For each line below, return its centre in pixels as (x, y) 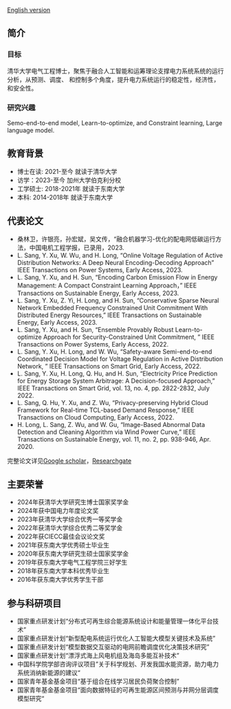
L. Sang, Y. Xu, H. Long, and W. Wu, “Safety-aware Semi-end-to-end (114, 351)
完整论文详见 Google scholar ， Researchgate (69, 461)
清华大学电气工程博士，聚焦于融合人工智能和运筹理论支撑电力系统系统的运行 (115, 71)
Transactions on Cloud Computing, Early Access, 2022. (96, 417)
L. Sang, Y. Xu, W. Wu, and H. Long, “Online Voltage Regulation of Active (120, 255)
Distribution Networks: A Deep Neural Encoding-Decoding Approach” (115, 262)
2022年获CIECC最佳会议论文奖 (61, 536)
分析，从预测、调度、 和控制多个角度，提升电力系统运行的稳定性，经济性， (113, 79)
